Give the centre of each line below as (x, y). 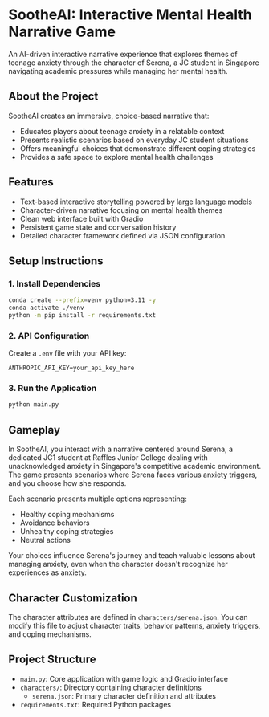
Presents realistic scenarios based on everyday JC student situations (134, 140)
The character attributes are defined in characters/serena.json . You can (128, 617)
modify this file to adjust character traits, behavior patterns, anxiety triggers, (134, 625)
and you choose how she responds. (67, 483)
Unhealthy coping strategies (67, 532)
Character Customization (73, 598)
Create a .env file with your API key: (67, 353)
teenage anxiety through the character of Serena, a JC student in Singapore (134, 63)
